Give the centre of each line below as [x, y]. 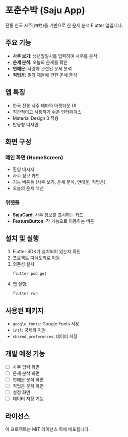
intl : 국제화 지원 [29, 330]
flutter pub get [29, 274]
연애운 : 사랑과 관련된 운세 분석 [42, 68]
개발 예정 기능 [25, 354]
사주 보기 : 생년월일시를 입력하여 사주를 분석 [55, 56]
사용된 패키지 [24, 310]
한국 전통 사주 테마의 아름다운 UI [44, 105]
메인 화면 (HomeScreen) [34, 157]
